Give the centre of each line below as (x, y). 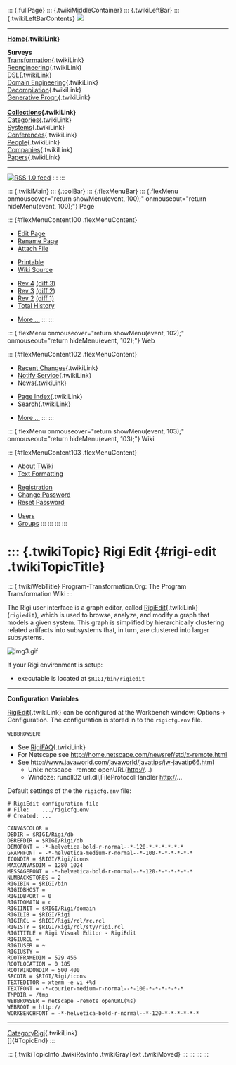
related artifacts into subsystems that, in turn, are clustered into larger (108, 629)
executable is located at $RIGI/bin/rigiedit (81, 678)
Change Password (44, 495)
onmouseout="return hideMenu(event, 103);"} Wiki (81, 439)
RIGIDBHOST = (26, 890)
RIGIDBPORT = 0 (29, 896)
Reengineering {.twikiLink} (45, 67)
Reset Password (41, 502)
